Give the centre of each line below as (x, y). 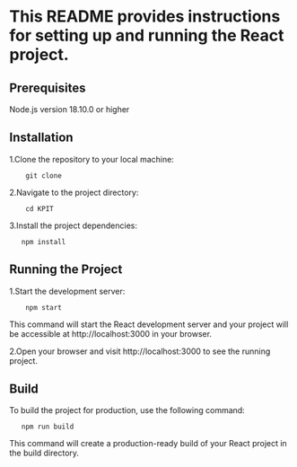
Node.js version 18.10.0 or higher (70, 109)
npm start (44, 307)
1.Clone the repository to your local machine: (92, 159)
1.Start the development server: (67, 291)
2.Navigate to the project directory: (74, 192)
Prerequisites (48, 88)
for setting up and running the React (147, 35)
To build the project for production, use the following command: (127, 410)
